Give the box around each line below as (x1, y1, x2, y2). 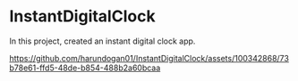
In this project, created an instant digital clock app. (9, 36, 196, 46)
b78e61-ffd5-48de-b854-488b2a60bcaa (9, 62, 161, 73)
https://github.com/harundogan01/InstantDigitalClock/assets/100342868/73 (9, 53, 289, 63)
